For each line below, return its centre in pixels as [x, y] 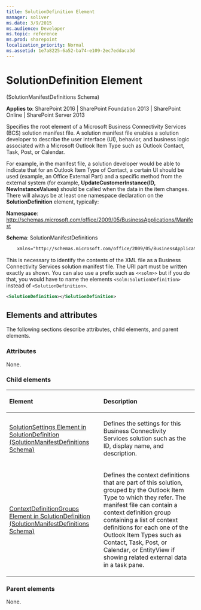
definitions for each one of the [146, 527]
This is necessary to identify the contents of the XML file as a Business [94, 260]
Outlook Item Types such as [143, 535]
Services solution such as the [145, 438]
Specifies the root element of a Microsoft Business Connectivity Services [96, 126]
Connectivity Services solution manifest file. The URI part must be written [97, 266]
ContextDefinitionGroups [44, 508]
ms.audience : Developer [36, 28]
